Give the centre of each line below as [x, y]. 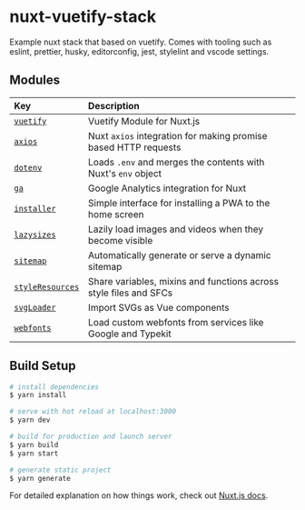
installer [35, 208]
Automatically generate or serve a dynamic [179, 255]
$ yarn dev [30, 420]
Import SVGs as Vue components [158, 307]
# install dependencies [54, 387]
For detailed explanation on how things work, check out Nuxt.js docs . [139, 495]
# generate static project [60, 470]
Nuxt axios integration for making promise [177, 135]
